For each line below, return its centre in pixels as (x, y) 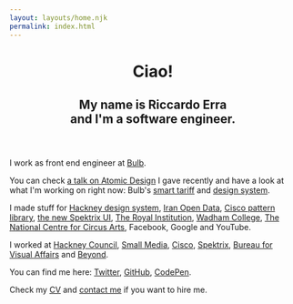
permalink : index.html (52, 26)
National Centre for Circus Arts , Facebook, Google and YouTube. (131, 228)
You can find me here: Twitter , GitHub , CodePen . (101, 272)
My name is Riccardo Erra (153, 105)
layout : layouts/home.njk (58, 18)
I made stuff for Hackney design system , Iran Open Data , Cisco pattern (142, 208)
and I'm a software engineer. (153, 119)
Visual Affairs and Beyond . (59, 255)
